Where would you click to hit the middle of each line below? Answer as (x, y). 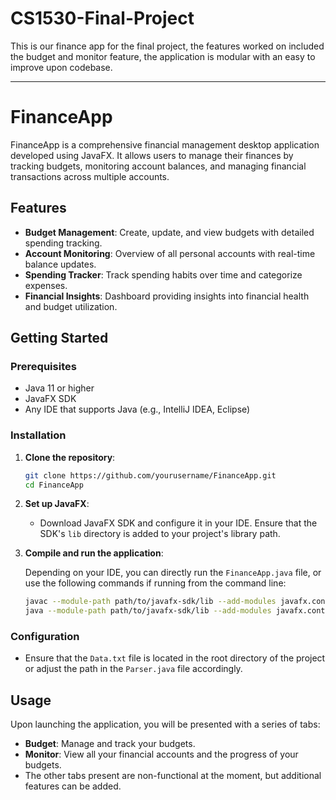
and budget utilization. (71, 306)
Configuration (45, 637)
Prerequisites (43, 366)
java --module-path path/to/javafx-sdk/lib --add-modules (148, 611)
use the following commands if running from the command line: (155, 583)
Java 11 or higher (59, 388)
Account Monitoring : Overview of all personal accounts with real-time (170, 253)
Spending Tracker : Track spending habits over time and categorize (163, 274)
